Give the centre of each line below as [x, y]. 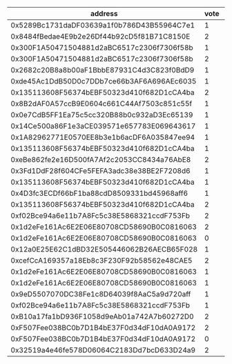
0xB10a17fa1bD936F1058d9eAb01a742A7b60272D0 [103, 316]
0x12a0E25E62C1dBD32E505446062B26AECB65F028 [104, 249]
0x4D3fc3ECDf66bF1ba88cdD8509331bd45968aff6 [99, 193]
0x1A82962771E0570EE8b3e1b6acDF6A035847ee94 [103, 137]
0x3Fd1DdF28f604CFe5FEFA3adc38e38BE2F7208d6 [101, 171]
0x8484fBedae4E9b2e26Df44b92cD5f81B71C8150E [100, 36]
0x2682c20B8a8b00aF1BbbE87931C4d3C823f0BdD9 [103, 70]
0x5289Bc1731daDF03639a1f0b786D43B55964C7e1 [103, 25]
